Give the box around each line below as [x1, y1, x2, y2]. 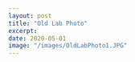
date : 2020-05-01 [8, 34, 67, 43]
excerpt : [8, 27, 38, 35]
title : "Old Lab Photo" [8, 19, 88, 27]
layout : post [8, 11, 52, 20]
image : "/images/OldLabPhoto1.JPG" [8, 42, 128, 50]
